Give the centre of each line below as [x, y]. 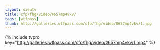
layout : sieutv [21, 10]
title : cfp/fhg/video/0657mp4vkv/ [41, 14]
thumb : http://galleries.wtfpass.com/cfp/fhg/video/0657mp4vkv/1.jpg [79, 23]
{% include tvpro [22, 37]
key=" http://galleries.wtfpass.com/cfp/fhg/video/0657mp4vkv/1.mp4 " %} [80, 43]
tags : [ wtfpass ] [22, 19]
